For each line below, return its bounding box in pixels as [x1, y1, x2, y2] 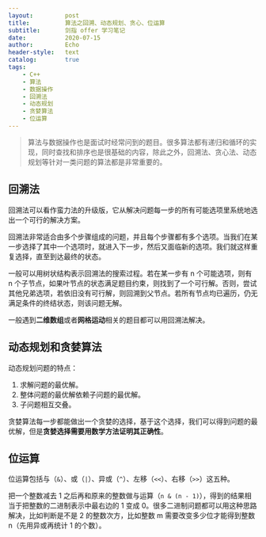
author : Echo [8, 41, 80, 49]
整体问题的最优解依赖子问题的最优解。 [19, 390, 145, 399]
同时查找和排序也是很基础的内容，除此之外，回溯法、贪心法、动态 [41, 147, 257, 157]
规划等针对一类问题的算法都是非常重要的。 [27, 157, 167, 166]
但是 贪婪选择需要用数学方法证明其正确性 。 [28, 426, 168, 436]
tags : [8, 63, 26, 71]
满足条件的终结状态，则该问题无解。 [8, 298, 127, 307]
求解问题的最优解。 [19, 379, 83, 389]
